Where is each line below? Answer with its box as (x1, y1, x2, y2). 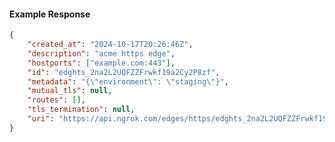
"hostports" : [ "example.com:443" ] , (27, 58, 176, 68)
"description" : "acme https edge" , (27, 48, 176, 59)
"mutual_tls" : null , (27, 86, 113, 96)
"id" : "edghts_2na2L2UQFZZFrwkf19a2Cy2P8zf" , (27, 67, 221, 77)
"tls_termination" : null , (27, 105, 136, 115)
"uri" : (27, 114, 55, 124)
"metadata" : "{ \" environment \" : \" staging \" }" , (27, 76, 229, 87)
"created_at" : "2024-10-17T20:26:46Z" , (27, 40, 194, 50)
